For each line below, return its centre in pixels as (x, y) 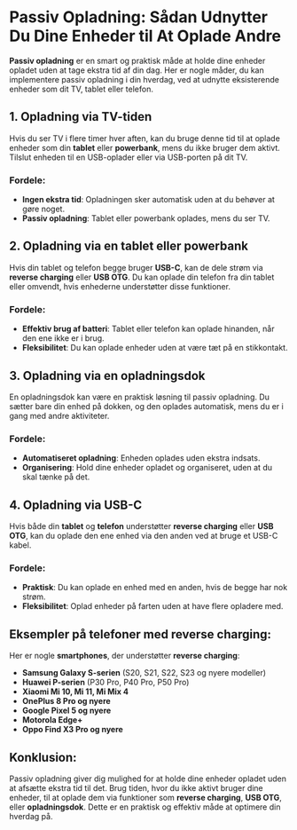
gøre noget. (43, 209)
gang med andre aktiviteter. (59, 415)
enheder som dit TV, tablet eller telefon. (81, 89)
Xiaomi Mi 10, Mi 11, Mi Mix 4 (75, 692)
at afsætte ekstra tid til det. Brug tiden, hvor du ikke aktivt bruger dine (136, 788)
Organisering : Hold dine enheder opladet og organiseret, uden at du (147, 468)
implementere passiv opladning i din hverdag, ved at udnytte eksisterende (144, 79)
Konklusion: (43, 757)
